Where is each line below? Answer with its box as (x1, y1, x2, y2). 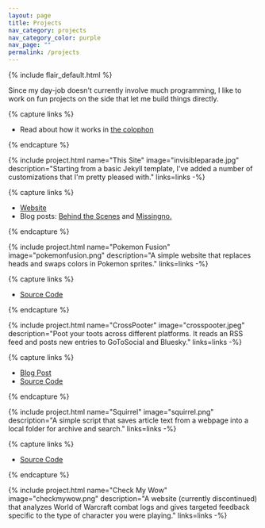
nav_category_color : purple (8, 33, 102, 42)
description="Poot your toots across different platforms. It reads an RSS (8, 329, 244, 338)
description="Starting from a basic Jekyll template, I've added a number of (8, 164, 253, 173)
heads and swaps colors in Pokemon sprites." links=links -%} (8, 259, 209, 268)
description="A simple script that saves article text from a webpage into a (8, 415, 248, 425)
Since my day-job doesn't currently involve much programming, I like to (8, 86, 242, 95)
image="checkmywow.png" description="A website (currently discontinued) (8, 494, 258, 503)
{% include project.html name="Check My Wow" (8, 485, 168, 495)
